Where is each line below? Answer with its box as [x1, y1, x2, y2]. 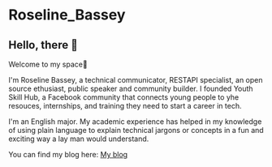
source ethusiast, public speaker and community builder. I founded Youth [8, 83, 253, 93]
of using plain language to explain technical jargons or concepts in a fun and [8, 126, 264, 135]
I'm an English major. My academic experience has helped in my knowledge [8, 117, 262, 126]
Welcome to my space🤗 [8, 59, 88, 69]
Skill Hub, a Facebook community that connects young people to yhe [8, 92, 240, 102]
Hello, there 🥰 [8, 38, 79, 52]
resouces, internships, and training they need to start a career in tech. [8, 101, 242, 110]
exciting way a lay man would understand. [8, 134, 149, 143]
